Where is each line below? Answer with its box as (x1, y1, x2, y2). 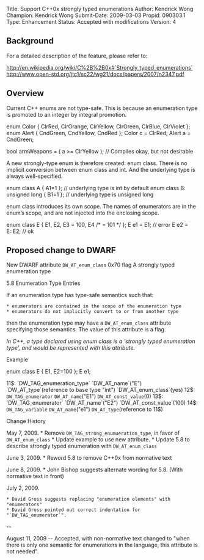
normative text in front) (6, 473, 64, 480)
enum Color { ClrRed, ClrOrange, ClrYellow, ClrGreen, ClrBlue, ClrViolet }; (6, 122, 191, 130)
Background (6, 36, 54, 46)
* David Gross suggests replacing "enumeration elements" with (6, 496, 171, 503)
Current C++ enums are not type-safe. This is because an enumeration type (6, 104, 198, 112)
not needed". (6, 548, 39, 555)
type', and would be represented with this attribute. (6, 344, 136, 352)
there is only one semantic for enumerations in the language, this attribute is (6, 541, 199, 549)
